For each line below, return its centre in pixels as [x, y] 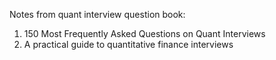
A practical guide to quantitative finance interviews [128, 44]
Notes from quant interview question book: [97, 14]
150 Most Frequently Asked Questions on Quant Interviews [144, 33]
